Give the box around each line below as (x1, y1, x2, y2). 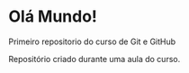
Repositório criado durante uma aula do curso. (8, 53, 181, 64)
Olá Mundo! (8, 6, 98, 27)
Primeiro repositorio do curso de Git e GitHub (8, 36, 176, 47)
